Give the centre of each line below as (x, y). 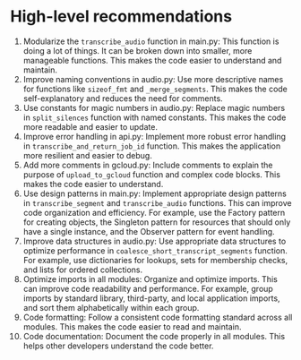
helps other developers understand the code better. (118, 346)
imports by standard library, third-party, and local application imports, (151, 298)
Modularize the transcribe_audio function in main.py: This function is (151, 41)
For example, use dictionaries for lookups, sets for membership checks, (155, 260)
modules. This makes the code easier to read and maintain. (132, 326)
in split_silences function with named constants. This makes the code (155, 117)
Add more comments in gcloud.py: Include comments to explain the (148, 165)
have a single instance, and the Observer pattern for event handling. (149, 231)
